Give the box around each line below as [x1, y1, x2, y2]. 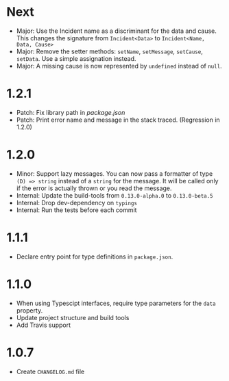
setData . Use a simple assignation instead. [16, 54, 136, 62]
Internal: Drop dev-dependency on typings [16, 198, 138, 207]
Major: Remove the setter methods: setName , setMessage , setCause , [16, 47, 203, 55]
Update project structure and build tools [16, 313, 130, 321]
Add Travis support [16, 321, 71, 329]
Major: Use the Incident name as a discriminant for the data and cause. [16, 27, 217, 35]
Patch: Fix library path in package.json [16, 108, 125, 116]
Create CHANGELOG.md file [16, 367, 85, 376]
